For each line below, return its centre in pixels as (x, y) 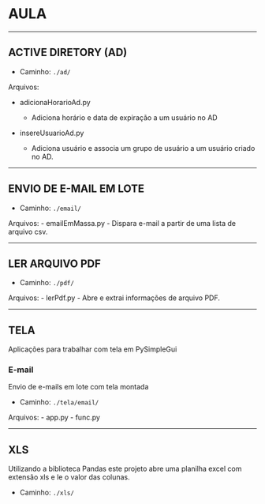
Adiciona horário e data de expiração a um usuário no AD (125, 117)
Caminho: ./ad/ (45, 71)
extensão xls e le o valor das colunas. (69, 477)
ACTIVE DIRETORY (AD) (68, 53)
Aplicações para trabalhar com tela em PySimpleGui (93, 349)
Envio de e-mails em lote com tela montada (78, 387)
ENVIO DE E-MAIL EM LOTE (76, 189)
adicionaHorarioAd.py (55, 102)
